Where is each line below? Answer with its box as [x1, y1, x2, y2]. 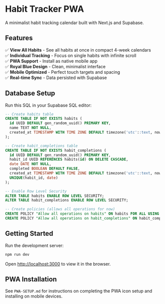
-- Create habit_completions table [5, 143, 78, 148]
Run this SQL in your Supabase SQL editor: [5, 102, 92, 108]
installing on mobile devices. [5, 293, 63, 299]
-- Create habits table [5, 111, 54, 116]
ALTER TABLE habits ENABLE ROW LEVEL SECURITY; [5, 193, 105, 198]
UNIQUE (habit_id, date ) [9, 175, 58, 180]
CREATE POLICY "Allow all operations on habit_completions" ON [5, 216, 137, 221]
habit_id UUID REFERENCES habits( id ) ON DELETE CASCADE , [9, 157, 129, 162]
